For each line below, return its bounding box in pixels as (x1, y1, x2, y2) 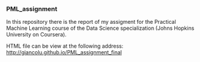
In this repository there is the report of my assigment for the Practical (6, 18, 176, 26)
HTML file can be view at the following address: (6, 42, 124, 49)
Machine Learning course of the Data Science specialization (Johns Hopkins (6, 24, 195, 32)
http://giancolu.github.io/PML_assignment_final (6, 49, 122, 56)
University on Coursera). (6, 31, 67, 38)
